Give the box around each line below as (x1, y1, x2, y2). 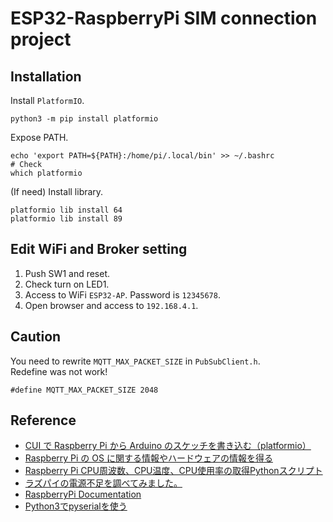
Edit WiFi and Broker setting (10, 241, 188, 258)
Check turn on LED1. (24, 278, 110, 290)
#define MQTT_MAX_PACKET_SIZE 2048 (10, 385, 159, 395)
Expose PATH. (10, 132, 69, 143)
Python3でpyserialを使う (24, 500, 128, 512)
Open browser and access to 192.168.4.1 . (24, 299, 199, 311)
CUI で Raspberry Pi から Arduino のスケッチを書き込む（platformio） (24, 440, 312, 452)
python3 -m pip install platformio (10, 114, 159, 124)
